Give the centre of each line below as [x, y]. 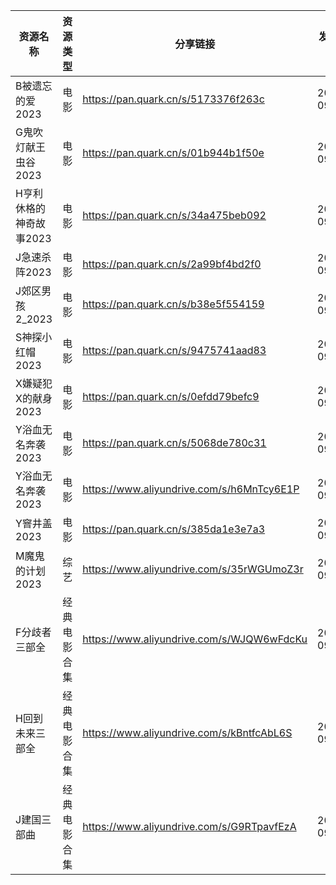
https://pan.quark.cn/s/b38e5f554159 [173, 304]
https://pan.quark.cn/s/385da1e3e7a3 [174, 529]
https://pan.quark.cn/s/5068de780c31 [174, 442]
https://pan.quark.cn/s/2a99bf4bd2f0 [172, 264]
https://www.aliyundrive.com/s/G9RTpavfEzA [189, 826]
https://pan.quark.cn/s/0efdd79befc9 [171, 396]
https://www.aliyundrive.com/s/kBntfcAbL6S [187, 732]
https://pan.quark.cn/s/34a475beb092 [174, 215]
